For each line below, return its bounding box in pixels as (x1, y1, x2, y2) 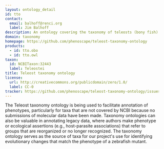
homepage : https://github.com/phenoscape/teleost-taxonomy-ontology (5, 39, 147, 44)
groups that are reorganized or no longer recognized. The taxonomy (5, 128, 142, 134)
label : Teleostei (9, 66, 45, 71)
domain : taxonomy (5, 35, 41, 40)
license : (5, 75, 23, 80)
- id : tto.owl (9, 52, 38, 58)
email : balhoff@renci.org (9, 21, 62, 26)
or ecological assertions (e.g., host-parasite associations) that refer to (5, 123, 145, 129)
